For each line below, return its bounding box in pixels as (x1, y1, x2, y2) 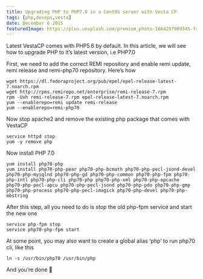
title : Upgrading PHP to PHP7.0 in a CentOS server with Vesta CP (6, 8, 177, 15)
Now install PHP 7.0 (6, 149, 55, 157)
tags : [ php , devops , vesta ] (6, 14, 71, 21)
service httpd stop (6, 133, 56, 139)
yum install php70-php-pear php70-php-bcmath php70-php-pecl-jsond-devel (6, 167, 196, 173)
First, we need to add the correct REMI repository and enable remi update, (6, 60, 192, 68)
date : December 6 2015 (6, 20, 63, 26)
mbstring (6, 193, 28, 199)
